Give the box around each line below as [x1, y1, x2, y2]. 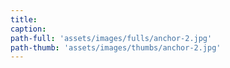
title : [10, 14, 38, 25]
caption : [10, 24, 47, 34]
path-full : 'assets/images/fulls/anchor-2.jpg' [10, 33, 213, 43]
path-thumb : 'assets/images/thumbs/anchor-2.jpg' [10, 42, 222, 53]
